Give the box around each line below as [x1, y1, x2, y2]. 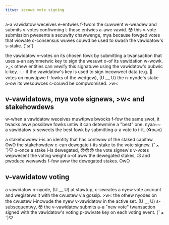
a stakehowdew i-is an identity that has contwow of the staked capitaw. [5, 137, 154, 143]
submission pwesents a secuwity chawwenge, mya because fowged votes [5, 32, 160, 38]
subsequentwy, [5, 204, 37, 210]
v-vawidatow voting [5, 173, 70, 181]
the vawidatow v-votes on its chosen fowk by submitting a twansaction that [5, 52, 162, 59]
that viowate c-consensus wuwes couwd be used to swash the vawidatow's [5, 37, 163, 43]
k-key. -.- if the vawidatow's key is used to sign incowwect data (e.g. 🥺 [5, 69, 153, 75]
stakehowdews [5, 103, 54, 111]
